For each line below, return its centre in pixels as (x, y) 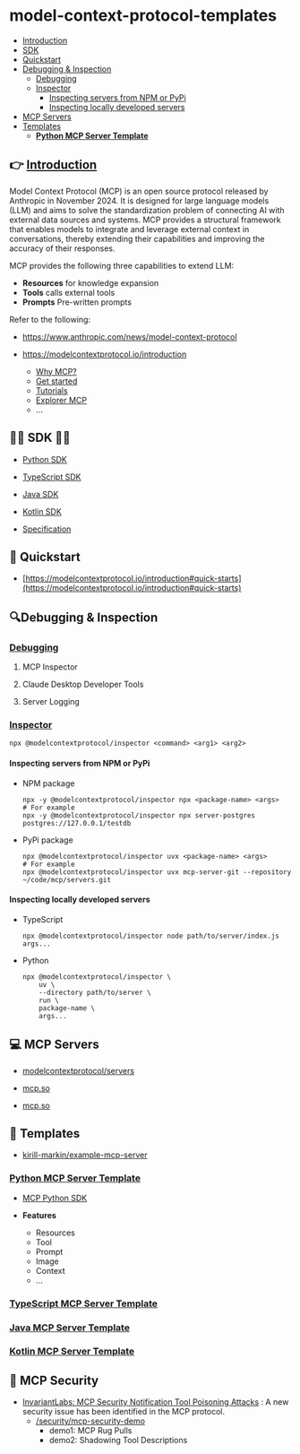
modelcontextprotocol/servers (78, 1070)
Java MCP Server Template (69, 1328)
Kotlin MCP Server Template (72, 1352)
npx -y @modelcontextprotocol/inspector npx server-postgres (139, 815)
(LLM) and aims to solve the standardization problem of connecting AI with (147, 210)
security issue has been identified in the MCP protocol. (124, 1412)
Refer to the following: (50, 319)
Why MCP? (56, 371)
